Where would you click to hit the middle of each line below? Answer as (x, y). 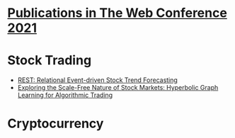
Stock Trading (50, 61)
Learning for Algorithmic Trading (65, 95)
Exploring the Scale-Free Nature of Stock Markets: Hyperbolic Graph (118, 88)
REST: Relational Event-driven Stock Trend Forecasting (98, 80)
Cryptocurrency (56, 123)
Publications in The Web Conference (117, 13)
